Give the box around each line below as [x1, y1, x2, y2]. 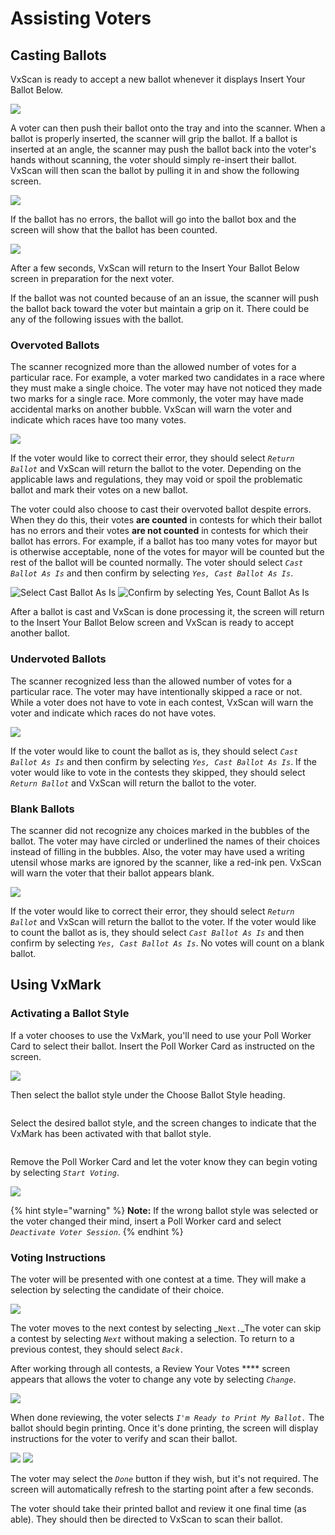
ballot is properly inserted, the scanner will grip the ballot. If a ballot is [10, 133, 298, 144]
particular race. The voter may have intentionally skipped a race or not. [10, 685, 303, 697]
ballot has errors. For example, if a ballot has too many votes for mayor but [10, 535, 318, 547]
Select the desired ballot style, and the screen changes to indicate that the [10, 1117, 317, 1129]
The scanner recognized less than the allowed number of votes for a [10, 675, 292, 687]
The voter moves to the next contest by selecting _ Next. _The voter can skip [10, 1322, 322, 1334]
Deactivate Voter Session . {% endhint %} [10, 1225, 184, 1237]
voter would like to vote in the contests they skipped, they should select [10, 766, 306, 778]
